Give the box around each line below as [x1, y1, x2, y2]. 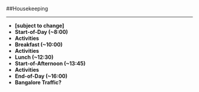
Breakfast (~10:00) [14, 41, 63, 48]
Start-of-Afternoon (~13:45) [14, 60, 86, 67]
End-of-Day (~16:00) [14, 72, 68, 80]
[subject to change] [14, 22, 65, 29]
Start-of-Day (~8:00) [14, 28, 68, 35]
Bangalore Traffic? [14, 79, 62, 85]
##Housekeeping [6, 5, 49, 12]
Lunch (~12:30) [14, 53, 54, 61]
